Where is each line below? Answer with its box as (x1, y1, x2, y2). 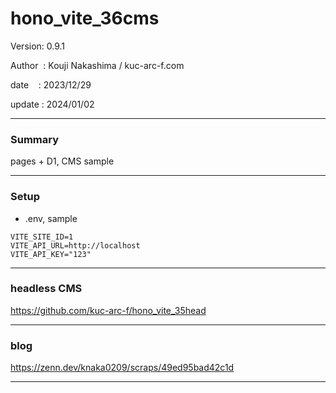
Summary (10, 132, 60, 146)
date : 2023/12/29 (10, 78, 92, 91)
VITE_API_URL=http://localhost (10, 240, 141, 251)
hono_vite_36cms (10, 7, 160, 30)
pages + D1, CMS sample (10, 155, 115, 167)
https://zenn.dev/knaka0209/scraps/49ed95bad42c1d (10, 362, 235, 374)
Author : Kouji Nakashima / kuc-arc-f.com (10, 59, 185, 71)
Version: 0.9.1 (10, 40, 66, 52)
